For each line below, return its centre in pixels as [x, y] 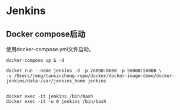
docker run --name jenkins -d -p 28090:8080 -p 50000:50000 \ [84, 71]
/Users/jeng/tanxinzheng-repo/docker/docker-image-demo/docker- [94, 76]
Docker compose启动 [46, 34]
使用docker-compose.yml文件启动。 [50, 49]
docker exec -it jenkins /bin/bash [50, 96]
